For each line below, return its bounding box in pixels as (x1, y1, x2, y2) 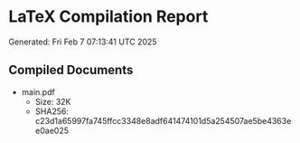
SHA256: (34, 106, 70, 117)
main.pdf (21, 86, 55, 97)
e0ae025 (34, 125, 70, 136)
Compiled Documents (8, 62, 134, 78)
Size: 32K (34, 96, 71, 107)
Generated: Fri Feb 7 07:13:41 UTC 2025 (8, 36, 157, 47)
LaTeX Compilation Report (8, 6, 209, 27)
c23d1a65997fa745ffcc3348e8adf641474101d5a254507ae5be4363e (34, 115, 292, 126)
